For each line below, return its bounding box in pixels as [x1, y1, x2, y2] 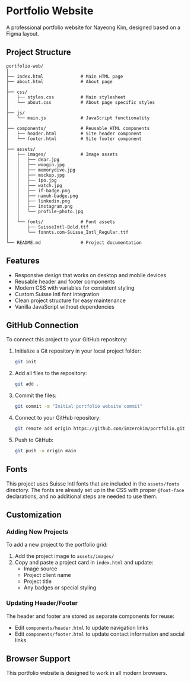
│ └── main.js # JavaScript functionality [6, 115, 150, 121]
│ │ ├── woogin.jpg [6, 161, 65, 167]
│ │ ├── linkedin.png [6, 198, 70, 204]
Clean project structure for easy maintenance [14, 297, 126, 304]
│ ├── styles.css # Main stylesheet [6, 94, 126, 100]
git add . [14, 381, 40, 387]
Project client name [23, 572, 71, 579]
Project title [23, 578, 52, 585]
